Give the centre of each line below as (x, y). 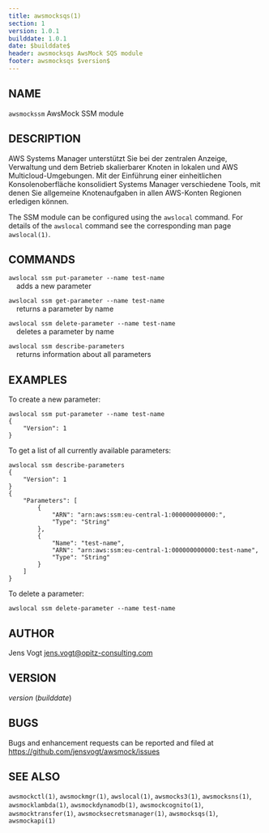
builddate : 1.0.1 (38, 38)
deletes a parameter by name (65, 332)
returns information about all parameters (83, 355)
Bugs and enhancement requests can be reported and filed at (111, 742)
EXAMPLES (38, 380)
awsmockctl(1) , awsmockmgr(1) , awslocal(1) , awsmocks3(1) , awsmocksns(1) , (130, 796)
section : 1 (27, 23)
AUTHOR (32, 633)
